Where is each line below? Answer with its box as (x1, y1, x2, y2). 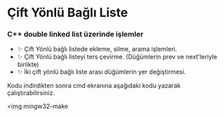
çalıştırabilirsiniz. (7, 89, 55, 97)
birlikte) (17, 61, 39, 69)
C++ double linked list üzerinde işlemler (7, 30, 144, 39)
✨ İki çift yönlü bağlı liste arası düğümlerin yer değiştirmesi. (17, 67, 187, 76)
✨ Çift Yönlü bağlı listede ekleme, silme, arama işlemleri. (17, 45, 178, 53)
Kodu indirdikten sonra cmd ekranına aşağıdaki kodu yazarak (7, 81, 181, 90)
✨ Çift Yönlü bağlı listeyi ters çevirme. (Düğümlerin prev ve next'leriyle (17, 53, 218, 61)
